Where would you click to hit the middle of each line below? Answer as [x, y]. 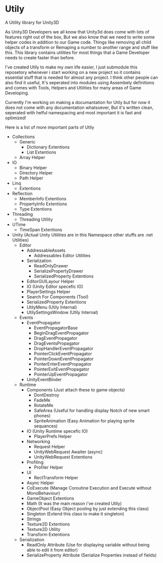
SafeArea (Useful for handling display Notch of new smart [92, 410]
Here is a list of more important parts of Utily [50, 127]
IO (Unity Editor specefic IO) [55, 286]
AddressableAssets [46, 250]
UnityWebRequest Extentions [63, 457]
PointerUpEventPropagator [61, 374]
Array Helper [32, 157]
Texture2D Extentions [48, 524]
